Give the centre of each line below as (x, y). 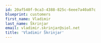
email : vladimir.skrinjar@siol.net (43, 28)
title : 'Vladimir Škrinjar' (35, 33)
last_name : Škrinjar (27, 23)
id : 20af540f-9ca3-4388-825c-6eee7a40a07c (50, 10)
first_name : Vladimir (28, 19)
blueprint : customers (28, 14)
